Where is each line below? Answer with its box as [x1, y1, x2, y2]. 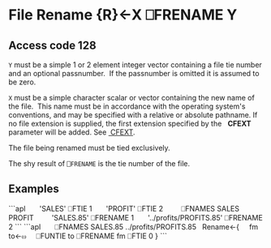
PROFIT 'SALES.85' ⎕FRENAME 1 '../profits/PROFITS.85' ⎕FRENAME [8, 212, 264, 222]
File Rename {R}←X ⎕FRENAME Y [8, 6, 238, 24]
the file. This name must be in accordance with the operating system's [8, 101, 246, 111]
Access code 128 [8, 38, 97, 52]
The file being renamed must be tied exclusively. [8, 143, 170, 152]
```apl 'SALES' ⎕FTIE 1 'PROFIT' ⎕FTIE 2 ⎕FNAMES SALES [8, 203, 239, 213]
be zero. [8, 77, 37, 87]
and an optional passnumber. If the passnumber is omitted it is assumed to [8, 69, 260, 78]
